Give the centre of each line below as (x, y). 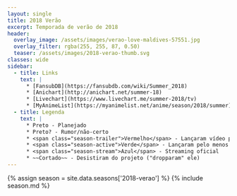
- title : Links (36, 73)
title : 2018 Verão (34, 20)
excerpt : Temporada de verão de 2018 (63, 27)
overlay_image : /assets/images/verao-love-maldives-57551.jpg (107, 40)
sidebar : (20, 66)
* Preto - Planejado (56, 125)
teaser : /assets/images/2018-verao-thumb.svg (82, 54)
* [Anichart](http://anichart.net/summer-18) (94, 92)
